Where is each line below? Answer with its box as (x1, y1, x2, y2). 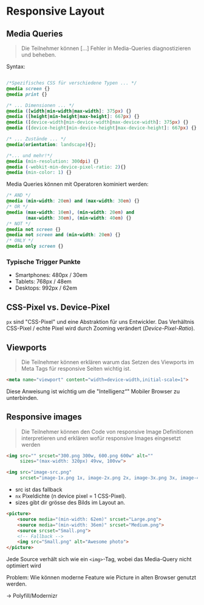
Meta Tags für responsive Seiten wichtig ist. (21, 365, 132, 372)
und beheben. (21, 51, 56, 58)
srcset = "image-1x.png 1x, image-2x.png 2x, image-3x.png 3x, (19, 475, 178, 481)
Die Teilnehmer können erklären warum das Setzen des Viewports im (21, 358, 194, 366)
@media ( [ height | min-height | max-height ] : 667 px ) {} (6, 114, 140, 120)
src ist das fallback (15, 486, 63, 494)
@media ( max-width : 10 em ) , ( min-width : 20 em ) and (6, 209, 135, 215)
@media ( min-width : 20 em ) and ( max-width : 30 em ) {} (6, 198, 140, 205)
